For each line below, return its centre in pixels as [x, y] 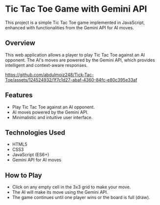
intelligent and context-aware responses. [46, 65]
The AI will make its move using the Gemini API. [60, 192]
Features [19, 95]
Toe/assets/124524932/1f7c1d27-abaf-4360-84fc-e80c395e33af [71, 80]
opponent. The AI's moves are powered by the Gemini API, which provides [80, 60]
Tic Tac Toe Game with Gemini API [76, 9]
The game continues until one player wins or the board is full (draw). [81, 197]
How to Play [24, 175]
